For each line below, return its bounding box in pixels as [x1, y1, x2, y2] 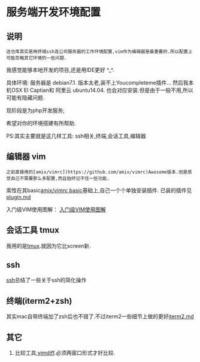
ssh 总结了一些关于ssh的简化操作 [6, 277, 87, 284]
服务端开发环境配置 [6, 5, 101, 19]
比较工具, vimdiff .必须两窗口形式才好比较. [14, 349, 116, 357]
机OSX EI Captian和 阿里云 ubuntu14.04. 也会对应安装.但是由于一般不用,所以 [6, 86, 193, 94]
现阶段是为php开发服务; [6, 107, 65, 114]
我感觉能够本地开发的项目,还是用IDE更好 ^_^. [6, 67, 115, 73]
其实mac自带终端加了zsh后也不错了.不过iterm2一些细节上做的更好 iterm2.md [6, 313, 194, 320]
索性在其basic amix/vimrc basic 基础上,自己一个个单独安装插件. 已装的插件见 [6, 187, 192, 194]
